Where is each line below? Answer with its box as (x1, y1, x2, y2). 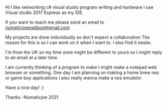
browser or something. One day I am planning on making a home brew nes (5, 69, 159, 75)
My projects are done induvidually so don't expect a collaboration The (5, 34, 150, 40)
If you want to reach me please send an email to (5, 19, 104, 25)
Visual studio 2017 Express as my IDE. (5, 9, 84, 15)
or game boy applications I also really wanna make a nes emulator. (5, 75, 143, 80)
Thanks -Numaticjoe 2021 (5, 94, 59, 100)
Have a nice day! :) (5, 84, 44, 90)
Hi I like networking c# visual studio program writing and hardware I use (5, 4, 154, 10)
